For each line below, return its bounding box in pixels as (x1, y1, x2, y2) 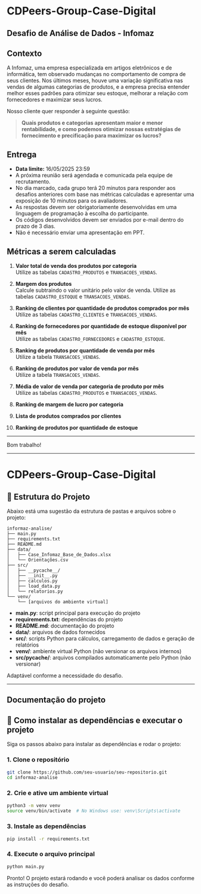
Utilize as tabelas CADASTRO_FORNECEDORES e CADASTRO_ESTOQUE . (15, 336, 166, 343)
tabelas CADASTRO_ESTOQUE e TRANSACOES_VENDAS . (15, 293, 131, 300)
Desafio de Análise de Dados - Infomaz (7, 28, 154, 38)
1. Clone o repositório (7, 756, 70, 764)
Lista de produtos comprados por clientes (15, 412, 122, 420)
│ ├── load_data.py (7, 583, 61, 590)
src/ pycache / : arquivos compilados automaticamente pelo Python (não (15, 654, 191, 662)
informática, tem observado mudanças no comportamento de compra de (7, 71, 186, 78)
